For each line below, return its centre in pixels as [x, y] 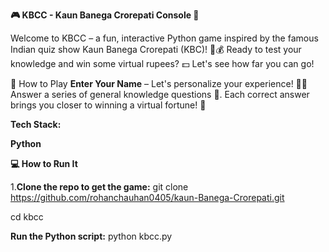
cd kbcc [27, 217]
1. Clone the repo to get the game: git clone [99, 187]
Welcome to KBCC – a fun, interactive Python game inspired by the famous [164, 38]
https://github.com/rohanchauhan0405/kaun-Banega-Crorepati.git [147, 197]
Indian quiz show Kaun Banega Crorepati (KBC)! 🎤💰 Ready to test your [156, 49]
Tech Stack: [36, 124]
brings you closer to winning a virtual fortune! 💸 [108, 105]
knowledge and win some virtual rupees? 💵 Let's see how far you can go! [162, 63]
